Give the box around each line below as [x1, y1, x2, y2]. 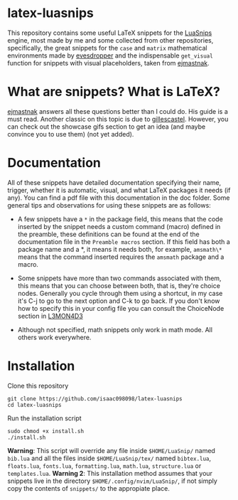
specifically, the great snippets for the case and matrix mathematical [7, 43, 207, 52]
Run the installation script [7, 414, 82, 422]
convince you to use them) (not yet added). [7, 129, 134, 138]
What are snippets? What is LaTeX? [7, 84, 220, 100]
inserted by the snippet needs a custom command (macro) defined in [17, 222, 221, 230]
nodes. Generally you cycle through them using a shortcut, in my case [17, 289, 223, 297]
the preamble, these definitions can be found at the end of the [17, 230, 200, 238]
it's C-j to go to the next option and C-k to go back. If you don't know [17, 297, 220, 305]
